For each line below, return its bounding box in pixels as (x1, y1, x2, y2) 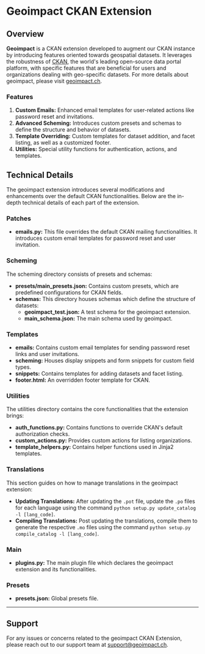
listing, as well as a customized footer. (15, 139, 111, 146)
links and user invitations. (15, 351, 79, 357)
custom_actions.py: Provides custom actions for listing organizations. (15, 437, 192, 444)
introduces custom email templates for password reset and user (15, 234, 176, 242)
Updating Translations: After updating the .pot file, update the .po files (15, 497, 195, 505)
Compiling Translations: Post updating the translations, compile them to (15, 517, 198, 524)
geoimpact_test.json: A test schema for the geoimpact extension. (24, 308, 191, 316)
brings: (6, 412, 24, 420)
